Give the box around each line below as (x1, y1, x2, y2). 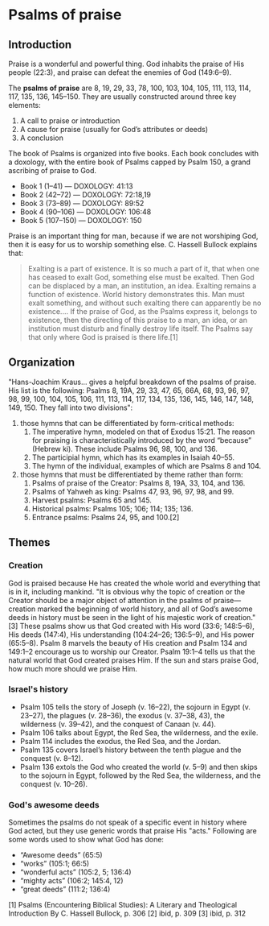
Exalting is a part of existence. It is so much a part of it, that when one (27, 264, 259, 273)
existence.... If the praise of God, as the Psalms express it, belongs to (27, 307, 258, 316)
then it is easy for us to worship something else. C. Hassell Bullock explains (8, 240, 258, 249)
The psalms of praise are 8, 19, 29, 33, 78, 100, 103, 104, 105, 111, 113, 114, (8, 83, 251, 93)
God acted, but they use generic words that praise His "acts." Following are (8, 826, 257, 836)
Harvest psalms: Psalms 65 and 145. (31, 495, 153, 505)
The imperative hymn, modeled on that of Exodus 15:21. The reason (31, 427, 255, 436)
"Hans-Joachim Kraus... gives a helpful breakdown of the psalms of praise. (8, 377, 257, 387)
